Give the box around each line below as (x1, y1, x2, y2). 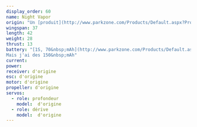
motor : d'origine (6, 80, 49, 85)
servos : (6, 90, 25, 96)
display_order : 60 (6, 8, 51, 15)
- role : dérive (11, 107, 49, 112)
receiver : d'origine (6, 68, 57, 74)
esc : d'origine (6, 74, 43, 80)
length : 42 (6, 30, 33, 36)
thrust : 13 (6, 42, 33, 47)
